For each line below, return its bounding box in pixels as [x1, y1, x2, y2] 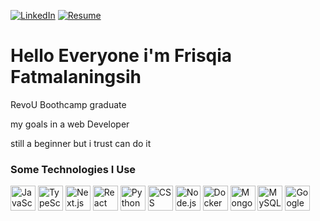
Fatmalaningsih [10, 66, 142, 89]
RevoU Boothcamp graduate [10, 98, 127, 110]
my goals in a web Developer [10, 118, 130, 130]
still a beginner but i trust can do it [10, 137, 152, 149]
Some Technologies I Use [10, 162, 137, 176]
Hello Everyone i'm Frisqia [10, 45, 233, 67]
